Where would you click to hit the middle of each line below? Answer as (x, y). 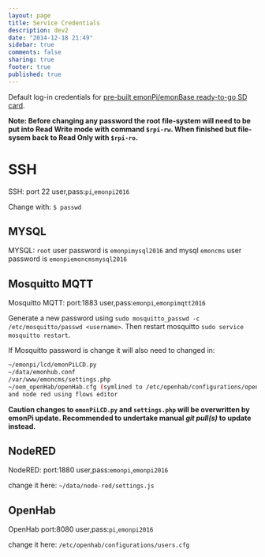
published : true (35, 74)
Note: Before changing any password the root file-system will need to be (129, 120)
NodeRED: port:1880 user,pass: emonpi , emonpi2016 (88, 470)
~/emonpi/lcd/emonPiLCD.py (52, 365)
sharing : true (32, 60)
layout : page (30, 15)
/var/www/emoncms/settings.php (60, 379)
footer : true (30, 67)
